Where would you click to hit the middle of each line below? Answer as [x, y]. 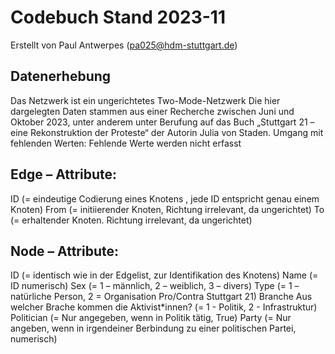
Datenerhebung [61, 76]
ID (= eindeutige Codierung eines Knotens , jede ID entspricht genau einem [165, 198]
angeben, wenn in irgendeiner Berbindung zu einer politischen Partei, [153, 328]
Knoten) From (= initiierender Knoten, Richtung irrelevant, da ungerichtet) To [167, 209]
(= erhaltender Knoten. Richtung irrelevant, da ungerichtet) [131, 220]
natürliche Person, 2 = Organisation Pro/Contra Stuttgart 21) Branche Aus [161, 297]
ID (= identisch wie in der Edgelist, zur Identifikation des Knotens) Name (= [164, 275]
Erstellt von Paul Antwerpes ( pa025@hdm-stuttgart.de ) [124, 45]
